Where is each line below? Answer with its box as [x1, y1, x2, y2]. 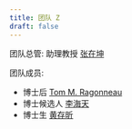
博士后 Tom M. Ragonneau [22, 86, 123, 97]
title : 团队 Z [9, 13, 61, 23]
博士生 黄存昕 [22, 109, 74, 120]
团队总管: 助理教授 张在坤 [9, 47, 105, 59]
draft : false [9, 22, 59, 31]
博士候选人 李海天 [22, 97, 89, 109]
